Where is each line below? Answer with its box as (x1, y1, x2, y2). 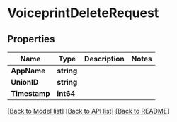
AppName (11, 66, 46, 75)
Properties (7, 33, 55, 45)
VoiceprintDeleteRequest (7, 5, 159, 21)
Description (84, 54, 125, 63)
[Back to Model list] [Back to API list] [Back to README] (7, 107, 170, 115)
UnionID (11, 78, 39, 87)
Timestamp (11, 89, 51, 98)
